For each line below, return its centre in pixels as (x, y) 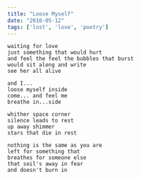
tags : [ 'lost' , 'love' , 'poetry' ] (58, 27)
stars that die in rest (42, 133)
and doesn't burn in (38, 171)
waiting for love (33, 47)
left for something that (44, 152)
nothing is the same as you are (55, 146)
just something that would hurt (55, 53)
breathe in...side (34, 102)
